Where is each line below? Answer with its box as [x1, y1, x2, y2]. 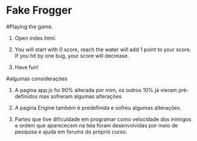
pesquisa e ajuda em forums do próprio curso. [14, 128, 127, 135]
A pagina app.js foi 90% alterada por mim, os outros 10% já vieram [14, 86, 178, 93]
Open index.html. [14, 34, 57, 41]
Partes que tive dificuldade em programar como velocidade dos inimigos [14, 116, 192, 123]
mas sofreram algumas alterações [39, 93, 122, 100]
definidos [14, 93, 38, 100]
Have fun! [14, 63, 39, 71]
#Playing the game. [6, 23, 53, 30]
